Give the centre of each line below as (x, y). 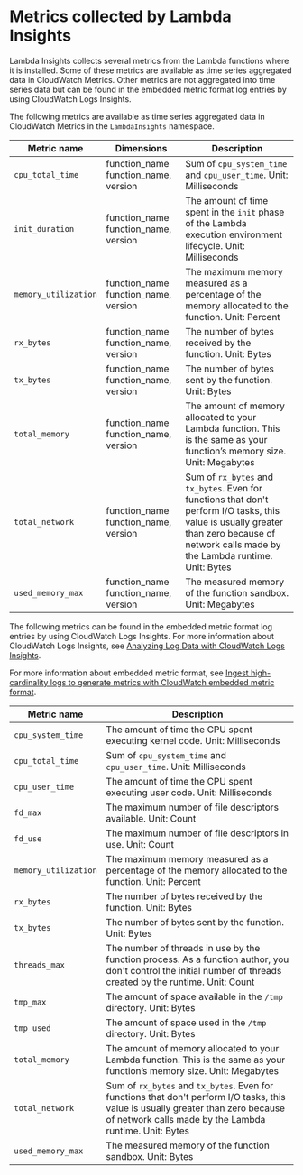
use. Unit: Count (140, 844)
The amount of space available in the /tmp (195, 996)
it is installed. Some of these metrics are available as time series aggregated (151, 70)
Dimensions (141, 148)
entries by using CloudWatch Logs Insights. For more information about (142, 636)
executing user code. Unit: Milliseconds (189, 793)
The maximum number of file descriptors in (197, 833)
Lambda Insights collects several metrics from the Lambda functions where (149, 60)
